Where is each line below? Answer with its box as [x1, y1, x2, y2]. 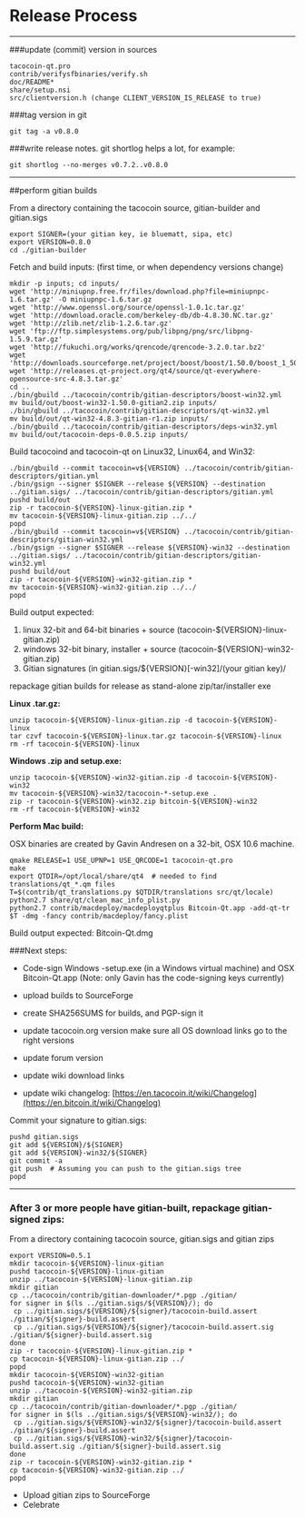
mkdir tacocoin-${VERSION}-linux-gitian [9, 1259, 165, 1268]
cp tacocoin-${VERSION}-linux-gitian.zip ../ [9, 1354, 184, 1363]
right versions [22, 1035, 74, 1046]
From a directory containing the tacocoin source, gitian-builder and [9, 202, 261, 213]
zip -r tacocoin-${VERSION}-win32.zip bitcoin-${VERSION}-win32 [9, 797, 258, 806]
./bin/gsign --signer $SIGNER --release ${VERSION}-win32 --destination [9, 542, 290, 552]
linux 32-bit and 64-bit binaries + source [22, 624, 175, 635]
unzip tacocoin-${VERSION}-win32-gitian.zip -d [9, 773, 193, 782]
